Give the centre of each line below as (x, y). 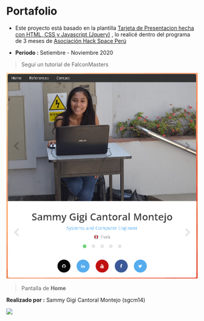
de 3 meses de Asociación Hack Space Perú (70, 41)
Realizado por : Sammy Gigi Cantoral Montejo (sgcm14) (76, 300)
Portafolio (32, 11)
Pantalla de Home (43, 288)
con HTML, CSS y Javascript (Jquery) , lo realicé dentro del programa (103, 34)
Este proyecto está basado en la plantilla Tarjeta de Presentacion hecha (104, 28)
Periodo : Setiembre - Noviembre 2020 (64, 52)
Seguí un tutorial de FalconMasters (65, 64)
